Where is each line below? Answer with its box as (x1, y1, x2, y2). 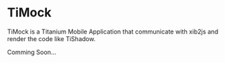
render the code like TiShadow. (7, 34, 96, 42)
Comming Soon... (7, 48, 57, 56)
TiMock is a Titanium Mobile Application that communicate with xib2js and (7, 27, 219, 36)
